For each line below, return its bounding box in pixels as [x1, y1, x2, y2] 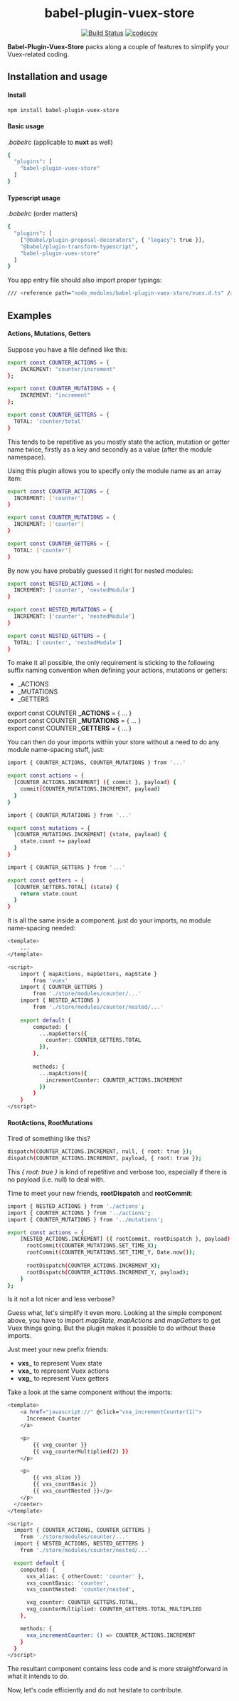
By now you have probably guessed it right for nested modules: [7, 566, 193, 575]
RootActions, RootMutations [7, 1118, 93, 1127]
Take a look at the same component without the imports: [7, 1388, 173, 1396]
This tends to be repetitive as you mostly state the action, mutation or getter [7, 437, 230, 446]
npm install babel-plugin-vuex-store [7, 106, 119, 113]
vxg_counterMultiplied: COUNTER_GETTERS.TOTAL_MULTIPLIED [26, 1605, 202, 1613]
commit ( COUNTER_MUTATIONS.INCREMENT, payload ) [20, 786, 161, 793]
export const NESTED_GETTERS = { [7, 632, 107, 639]
